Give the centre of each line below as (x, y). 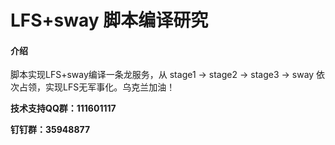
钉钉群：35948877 (50, 130)
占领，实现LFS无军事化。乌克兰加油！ (97, 87)
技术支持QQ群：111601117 (63, 108)
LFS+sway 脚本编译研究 (109, 20)
